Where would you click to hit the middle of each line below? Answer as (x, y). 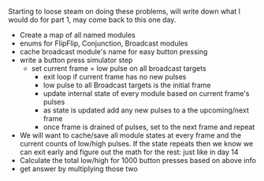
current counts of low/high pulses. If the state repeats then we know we (136, 144)
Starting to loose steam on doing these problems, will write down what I (125, 11)
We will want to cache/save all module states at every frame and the (130, 135)
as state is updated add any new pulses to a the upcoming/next (146, 110)
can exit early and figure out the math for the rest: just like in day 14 (129, 152)
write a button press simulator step (76, 60)
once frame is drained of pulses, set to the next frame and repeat (149, 127)
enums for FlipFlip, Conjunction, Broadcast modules (104, 43)
